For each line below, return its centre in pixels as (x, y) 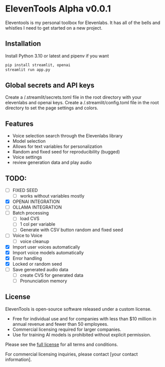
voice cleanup (34, 241)
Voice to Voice (27, 236)
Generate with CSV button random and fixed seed (71, 230)
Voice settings (27, 157)
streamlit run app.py (28, 70)
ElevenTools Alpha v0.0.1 (58, 9)
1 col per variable (38, 224)
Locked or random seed (37, 264)
